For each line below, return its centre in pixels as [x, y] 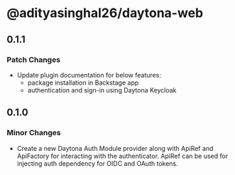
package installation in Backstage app [83, 83]
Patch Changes [34, 60]
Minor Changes [34, 133]
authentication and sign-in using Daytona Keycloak [102, 90]
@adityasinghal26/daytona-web [105, 13]
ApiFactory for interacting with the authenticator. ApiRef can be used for [122, 156]
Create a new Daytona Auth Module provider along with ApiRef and [115, 148]
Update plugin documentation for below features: [89, 75]
